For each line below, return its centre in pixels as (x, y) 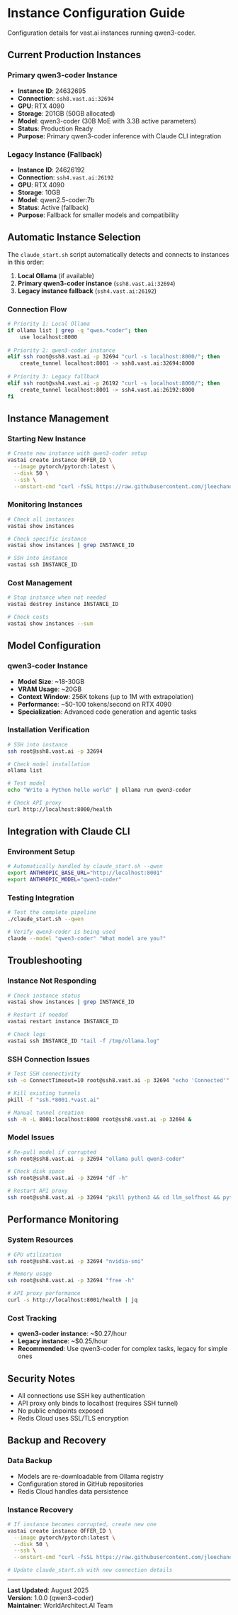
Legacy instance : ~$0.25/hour (63, 1341)
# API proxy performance (44, 1294)
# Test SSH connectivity (44, 1074)
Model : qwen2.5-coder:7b (56, 199)
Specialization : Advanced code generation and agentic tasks (107, 712)
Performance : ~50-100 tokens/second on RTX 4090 (95, 704)
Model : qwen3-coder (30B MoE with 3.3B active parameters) (107, 121)
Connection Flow (37, 309)
